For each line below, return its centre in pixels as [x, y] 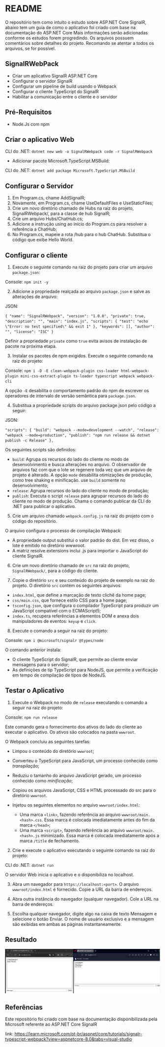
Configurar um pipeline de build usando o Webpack [64, 86]
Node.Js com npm [31, 124]
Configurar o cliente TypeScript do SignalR [55, 91]
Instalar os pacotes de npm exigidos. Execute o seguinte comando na [82, 356]
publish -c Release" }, [29, 440]
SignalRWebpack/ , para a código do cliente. [55, 571]
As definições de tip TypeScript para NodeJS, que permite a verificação [85, 670]
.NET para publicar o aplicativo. [44, 506]
